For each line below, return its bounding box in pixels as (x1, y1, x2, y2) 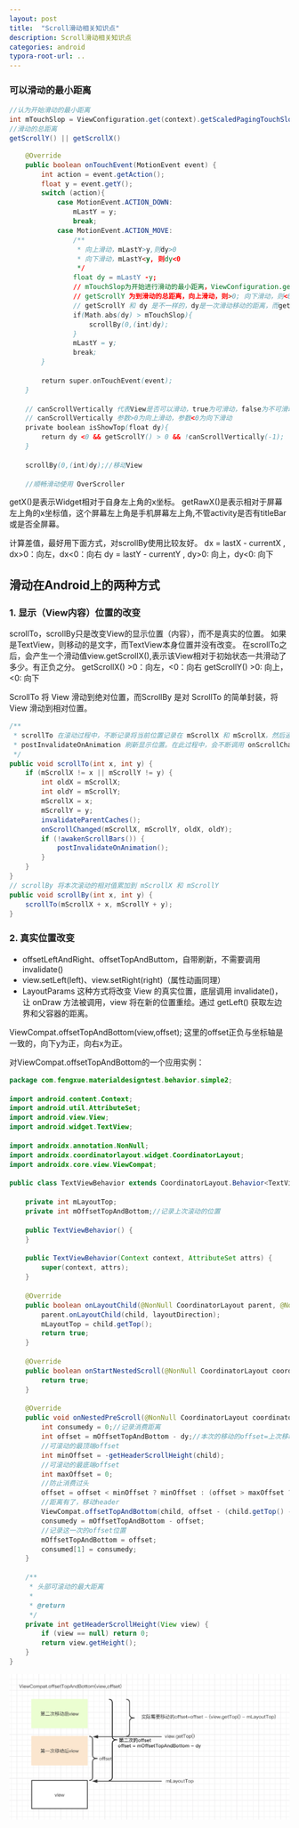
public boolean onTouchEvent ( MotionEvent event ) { (25, 160, 217, 169)
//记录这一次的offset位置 (41, 1526, 126, 1534)
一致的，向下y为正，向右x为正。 (9, 1037, 127, 1049)
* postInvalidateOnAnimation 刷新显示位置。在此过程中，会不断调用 (12, 740, 245, 749)
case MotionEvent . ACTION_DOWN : (56, 198, 174, 207)
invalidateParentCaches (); (41, 815, 141, 825)
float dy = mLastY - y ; (72, 273, 158, 282)
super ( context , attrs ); (41, 1263, 129, 1272)
